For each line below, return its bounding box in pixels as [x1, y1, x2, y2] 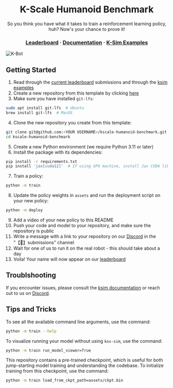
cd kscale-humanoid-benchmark [6, 134, 71, 139]
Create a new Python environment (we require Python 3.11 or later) [13, 143, 153, 150]
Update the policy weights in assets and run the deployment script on [13, 192, 161, 198]
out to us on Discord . [6, 290, 50, 296]
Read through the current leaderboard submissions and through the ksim [13, 79, 168, 85]
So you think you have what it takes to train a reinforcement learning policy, [7, 21, 166, 27]
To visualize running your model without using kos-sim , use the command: [6, 338, 163, 344]
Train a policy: [13, 173, 43, 179]
